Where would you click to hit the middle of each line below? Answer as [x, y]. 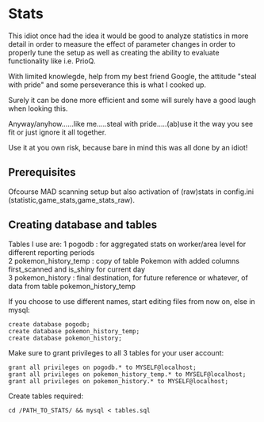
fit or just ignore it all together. [57, 132]
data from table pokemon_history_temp [72, 286]
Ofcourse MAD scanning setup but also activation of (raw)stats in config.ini [131, 192]
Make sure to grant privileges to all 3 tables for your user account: [116, 352]
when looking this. [38, 108]
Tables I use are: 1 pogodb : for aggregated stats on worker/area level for [127, 244]
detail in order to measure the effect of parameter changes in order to [122, 44]
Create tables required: [46, 396]
